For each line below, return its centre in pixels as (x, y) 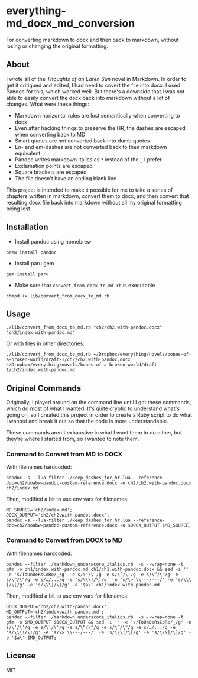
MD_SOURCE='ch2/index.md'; (39, 510)
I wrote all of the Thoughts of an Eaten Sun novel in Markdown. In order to (96, 79)
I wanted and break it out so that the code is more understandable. (87, 421)
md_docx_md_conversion (71, 23)
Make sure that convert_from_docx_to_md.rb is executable (85, 285)
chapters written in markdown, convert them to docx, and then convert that (98, 196)
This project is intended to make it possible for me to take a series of (90, 190)
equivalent (27, 153)
